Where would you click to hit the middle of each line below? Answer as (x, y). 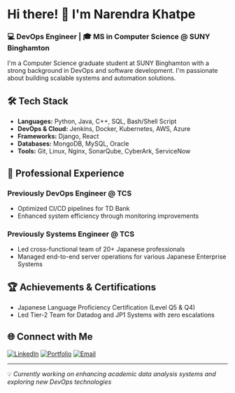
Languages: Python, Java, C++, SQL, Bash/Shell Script (97, 121)
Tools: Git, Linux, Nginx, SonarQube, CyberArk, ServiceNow (104, 151)
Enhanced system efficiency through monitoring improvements (108, 216)
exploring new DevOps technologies (59, 382)
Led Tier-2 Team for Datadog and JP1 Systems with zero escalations (116, 315)
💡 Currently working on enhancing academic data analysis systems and (112, 373)
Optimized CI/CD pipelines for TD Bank (73, 208)
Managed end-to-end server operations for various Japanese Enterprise (122, 257)
